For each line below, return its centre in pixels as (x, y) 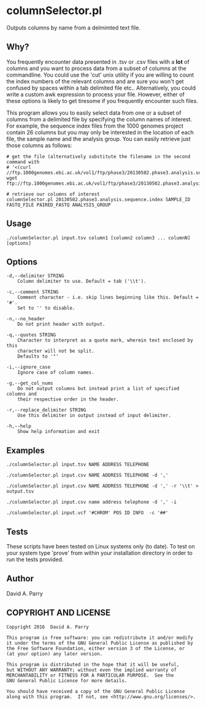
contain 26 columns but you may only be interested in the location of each (100, 132)
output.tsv (20, 491)
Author (20, 579)
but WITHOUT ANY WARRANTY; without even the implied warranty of (91, 670)
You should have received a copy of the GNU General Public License (96, 691)
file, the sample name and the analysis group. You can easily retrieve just (99, 139)
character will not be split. (56, 351)
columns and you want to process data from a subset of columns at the (97, 68)
